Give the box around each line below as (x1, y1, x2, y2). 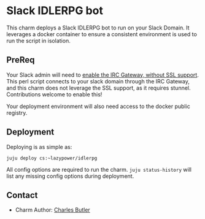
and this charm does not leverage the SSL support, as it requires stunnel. (6, 84, 191, 91)
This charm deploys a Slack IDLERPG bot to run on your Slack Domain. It (6, 24, 190, 31)
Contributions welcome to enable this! (6, 90, 102, 98)
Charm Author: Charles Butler (15, 206, 90, 213)
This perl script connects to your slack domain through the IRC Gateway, (6, 77, 190, 85)
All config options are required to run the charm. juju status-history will (6, 166, 192, 173)
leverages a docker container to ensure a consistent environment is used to (6, 30, 198, 37)
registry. (6, 109, 28, 117)
